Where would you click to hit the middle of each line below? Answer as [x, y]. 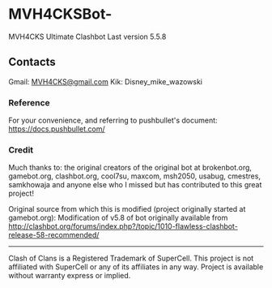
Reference [29, 102]
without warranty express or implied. [70, 276]
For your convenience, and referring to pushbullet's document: [113, 120]
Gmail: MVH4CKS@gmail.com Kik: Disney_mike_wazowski [106, 81]
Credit [21, 149]
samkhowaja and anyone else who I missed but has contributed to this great [135, 185]
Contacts [32, 62]
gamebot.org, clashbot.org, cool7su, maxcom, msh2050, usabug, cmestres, [135, 176]
